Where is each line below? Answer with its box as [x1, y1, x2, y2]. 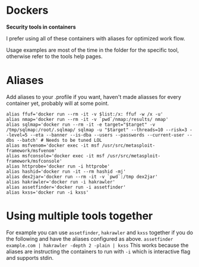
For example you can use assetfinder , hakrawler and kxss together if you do [6, 229, 194, 236]
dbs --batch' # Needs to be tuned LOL [6, 137, 102, 143]
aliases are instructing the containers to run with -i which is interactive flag [6, 248, 191, 255]
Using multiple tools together [6, 209, 153, 223]
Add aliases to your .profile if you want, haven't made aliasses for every [6, 93, 181, 100]
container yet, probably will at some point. [6, 100, 109, 107]
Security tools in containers [6, 23, 76, 30]
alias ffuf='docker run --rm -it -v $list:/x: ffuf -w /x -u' [6, 111, 163, 117]
